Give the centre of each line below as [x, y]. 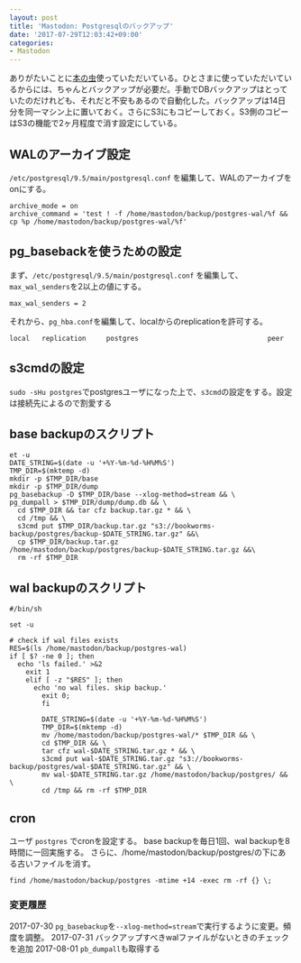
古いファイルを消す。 [56, 863]
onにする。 [30, 188]
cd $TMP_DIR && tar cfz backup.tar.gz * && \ [105, 510]
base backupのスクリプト [82, 434]
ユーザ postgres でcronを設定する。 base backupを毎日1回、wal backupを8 [150, 841]
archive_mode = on [44, 206]
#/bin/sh [26, 610]
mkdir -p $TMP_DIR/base [54, 479]
